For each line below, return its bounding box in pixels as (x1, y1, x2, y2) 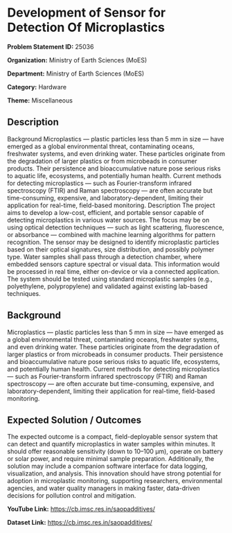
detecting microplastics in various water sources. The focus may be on (7, 216, 210, 224)
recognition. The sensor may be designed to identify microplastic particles (7, 238, 220, 246)
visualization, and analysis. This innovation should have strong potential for (7, 469, 222, 478)
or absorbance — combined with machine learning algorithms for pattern (7, 230, 216, 238)
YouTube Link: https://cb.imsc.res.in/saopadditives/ (7, 505, 156, 514)
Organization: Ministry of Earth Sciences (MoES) (7, 55, 148, 64)
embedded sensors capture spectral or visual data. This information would (7, 260, 220, 268)
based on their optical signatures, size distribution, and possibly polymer (7, 245, 215, 254)
